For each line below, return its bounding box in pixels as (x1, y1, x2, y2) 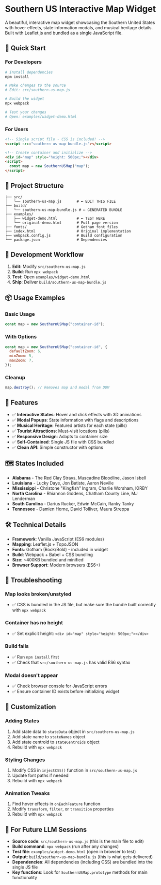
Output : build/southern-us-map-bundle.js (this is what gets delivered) (12, 854, 153, 860)
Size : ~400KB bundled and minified (12, 557, 84, 562)
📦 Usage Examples (5, 294, 65, 302)
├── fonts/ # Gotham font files (5, 224, 118, 230)
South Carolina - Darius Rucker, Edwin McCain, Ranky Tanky (12, 500, 134, 506)
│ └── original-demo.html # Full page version (5, 220, 118, 225)
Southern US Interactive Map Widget (5, 3, 156, 15)
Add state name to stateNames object (12, 733, 86, 739)
